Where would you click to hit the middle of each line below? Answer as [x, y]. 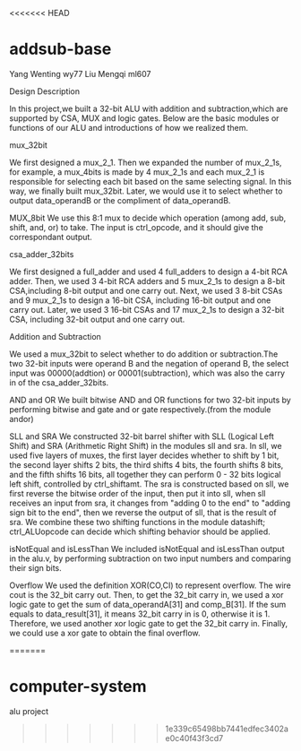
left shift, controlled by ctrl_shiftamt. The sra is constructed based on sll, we [149, 484]
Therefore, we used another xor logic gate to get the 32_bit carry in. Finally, [149, 623]
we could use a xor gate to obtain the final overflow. [105, 633]
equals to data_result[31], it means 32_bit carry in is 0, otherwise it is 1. [140, 614]
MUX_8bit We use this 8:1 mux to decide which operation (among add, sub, [148, 218]
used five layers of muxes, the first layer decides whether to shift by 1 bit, [144, 455]
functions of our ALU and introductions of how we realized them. [129, 127]
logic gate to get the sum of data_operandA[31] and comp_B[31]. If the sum [148, 604]
